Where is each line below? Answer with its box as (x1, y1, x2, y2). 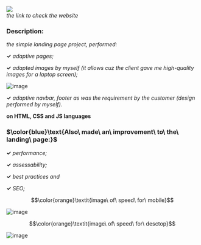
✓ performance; (6, 149, 48, 156)
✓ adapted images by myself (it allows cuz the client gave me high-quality (6, 64, 194, 72)
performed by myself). (6, 101, 63, 108)
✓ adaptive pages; (6, 52, 54, 60)
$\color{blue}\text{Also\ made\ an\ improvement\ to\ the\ (6, 128, 179, 136)
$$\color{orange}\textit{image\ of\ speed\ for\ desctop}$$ (29, 219, 175, 227)
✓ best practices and (6, 173, 60, 180)
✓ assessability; (6, 161, 48, 168)
